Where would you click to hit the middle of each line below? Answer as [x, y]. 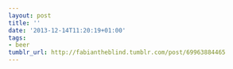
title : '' [25, 23]
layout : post [30, 15]
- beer [19, 45]
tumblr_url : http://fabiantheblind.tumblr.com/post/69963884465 [117, 52]
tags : [17, 38]
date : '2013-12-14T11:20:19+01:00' [67, 30]
